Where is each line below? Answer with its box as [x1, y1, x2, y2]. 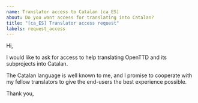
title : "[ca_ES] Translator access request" [6, 20, 119, 26]
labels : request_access [6, 25, 66, 32]
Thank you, [6, 90, 34, 97]
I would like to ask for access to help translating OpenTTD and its [6, 54, 167, 61]
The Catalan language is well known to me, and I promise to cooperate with [6, 72, 193, 79]
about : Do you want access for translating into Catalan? [6, 14, 154, 20]
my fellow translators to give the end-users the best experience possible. [6, 78, 187, 86]
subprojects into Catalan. [6, 60, 68, 67]
